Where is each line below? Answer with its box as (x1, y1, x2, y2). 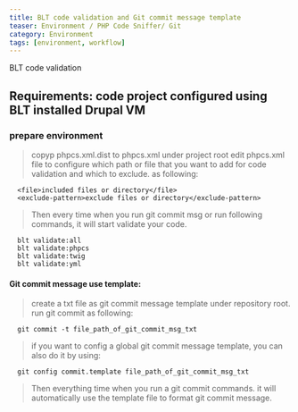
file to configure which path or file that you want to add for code (30, 158, 268, 170)
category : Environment (9, 29, 94, 38)
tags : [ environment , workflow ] (9, 38, 126, 47)
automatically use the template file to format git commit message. (30, 392, 272, 403)
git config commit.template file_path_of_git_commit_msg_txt (17, 367, 250, 376)
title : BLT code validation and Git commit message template (9, 13, 242, 22)
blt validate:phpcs (17, 243, 90, 253)
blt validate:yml (17, 259, 82, 268)
